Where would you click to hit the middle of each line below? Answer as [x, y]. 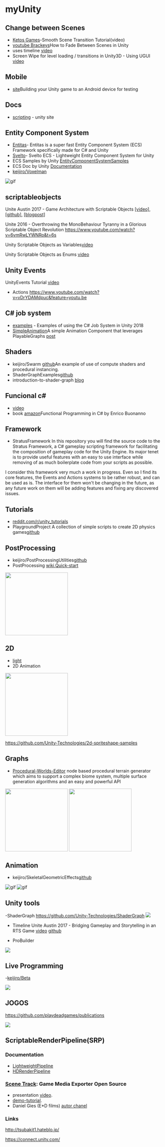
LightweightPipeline [33, 1066]
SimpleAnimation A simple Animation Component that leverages [77, 331]
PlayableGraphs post [34, 336]
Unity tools [22, 903]
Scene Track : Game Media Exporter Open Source [66, 1084]
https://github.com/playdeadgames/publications [55, 1015]
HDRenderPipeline [31, 1071]
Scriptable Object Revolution [34, 230]
